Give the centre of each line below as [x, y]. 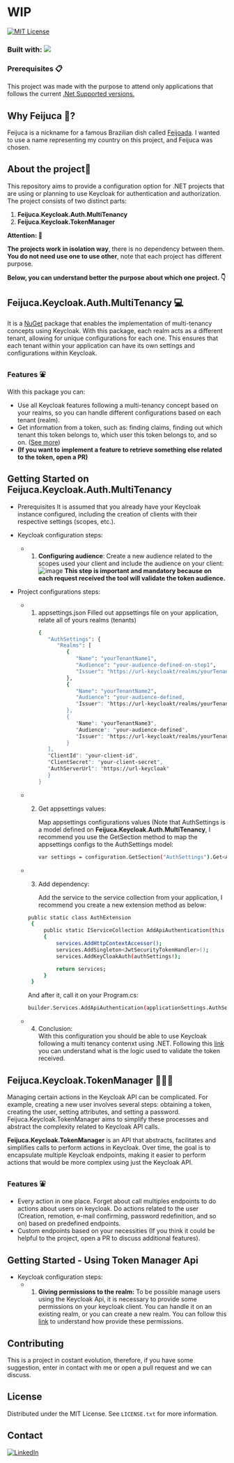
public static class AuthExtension [79, 917]
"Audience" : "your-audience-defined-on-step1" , [146, 665]
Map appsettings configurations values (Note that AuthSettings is [132, 822]
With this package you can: [46, 392]
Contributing [36, 1343]
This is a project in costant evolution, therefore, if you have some [100, 1360]
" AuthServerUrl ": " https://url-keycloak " [109, 769]
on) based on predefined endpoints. [69, 1223]
